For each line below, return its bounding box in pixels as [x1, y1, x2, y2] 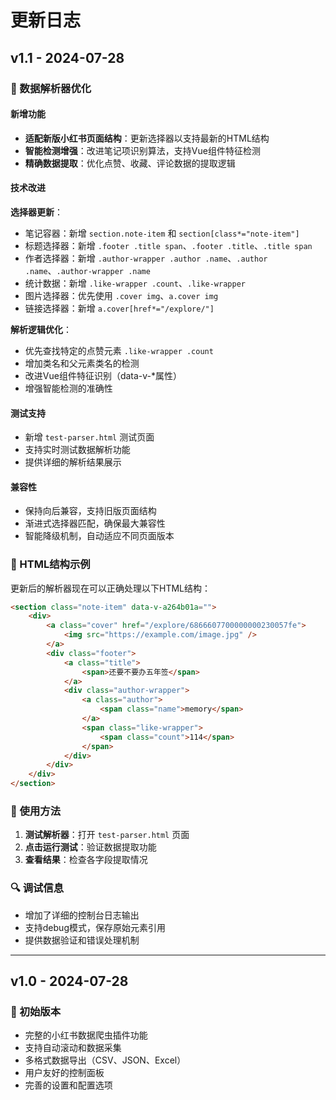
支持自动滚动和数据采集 [24, 1042, 122, 1054]
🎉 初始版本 [10, 1005, 62, 1019]
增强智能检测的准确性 [24, 382, 113, 394]
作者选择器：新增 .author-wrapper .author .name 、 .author [24, 252, 268, 264]
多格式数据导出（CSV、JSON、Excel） [24, 1054, 187, 1066]
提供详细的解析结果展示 [24, 456, 122, 468]
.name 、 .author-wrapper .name [24, 264, 151, 276]
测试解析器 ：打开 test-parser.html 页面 [24, 829, 190, 841]
